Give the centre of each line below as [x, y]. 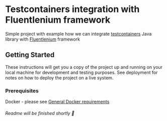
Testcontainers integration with [72, 9]
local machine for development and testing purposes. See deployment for [81, 72]
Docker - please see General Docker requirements [57, 102]
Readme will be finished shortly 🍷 [40, 113]
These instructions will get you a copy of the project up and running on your [84, 67]
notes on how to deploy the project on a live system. [59, 78]
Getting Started [30, 55]
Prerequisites [22, 90]
